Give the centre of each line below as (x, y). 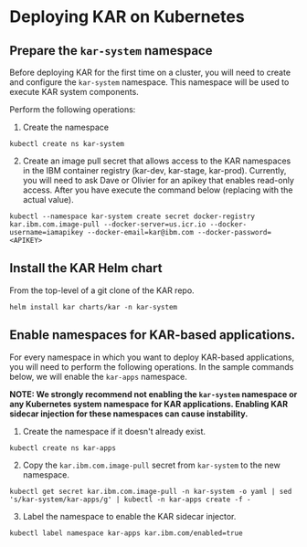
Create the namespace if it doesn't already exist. (114, 431)
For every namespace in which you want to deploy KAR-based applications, (152, 357)
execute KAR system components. (74, 92)
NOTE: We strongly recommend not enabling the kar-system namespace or (153, 394)
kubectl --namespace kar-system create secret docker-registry (132, 216)
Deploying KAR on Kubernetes (127, 17)
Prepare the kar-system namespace (111, 51)
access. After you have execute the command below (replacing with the (158, 190)
